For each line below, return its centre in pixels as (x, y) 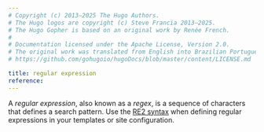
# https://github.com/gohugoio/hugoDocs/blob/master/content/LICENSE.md (130, 60)
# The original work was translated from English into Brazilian (117, 52)
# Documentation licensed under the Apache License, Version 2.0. (119, 45)
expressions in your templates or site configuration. (91, 119)
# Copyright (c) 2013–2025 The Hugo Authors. (84, 15)
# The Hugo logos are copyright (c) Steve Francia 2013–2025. (112, 23)
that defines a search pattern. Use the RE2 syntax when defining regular (125, 112)
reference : (26, 81)
